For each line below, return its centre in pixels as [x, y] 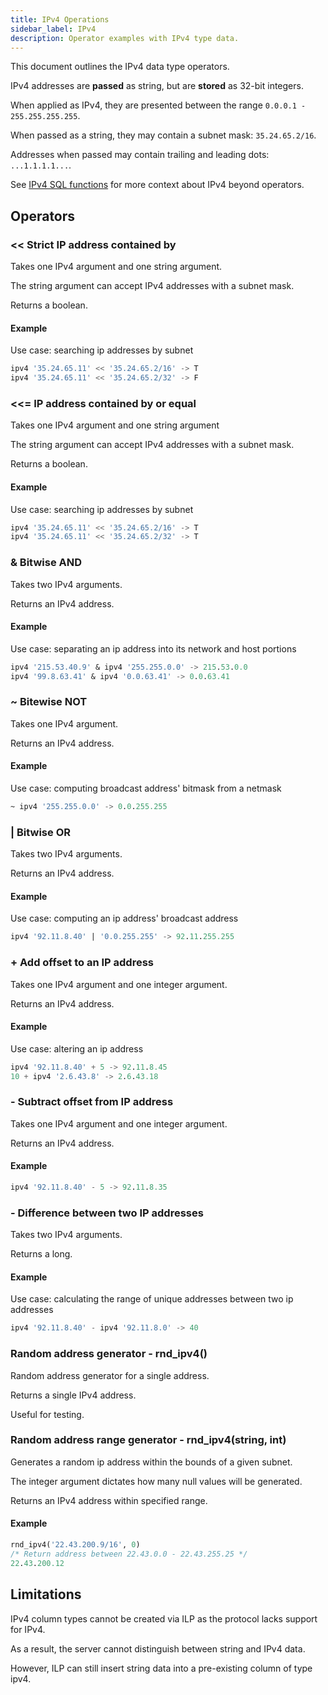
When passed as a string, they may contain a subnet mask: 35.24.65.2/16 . [163, 135]
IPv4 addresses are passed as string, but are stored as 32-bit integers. [157, 86]
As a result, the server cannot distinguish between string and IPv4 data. [158, 1648]
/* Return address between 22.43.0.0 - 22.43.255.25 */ [129, 1554]
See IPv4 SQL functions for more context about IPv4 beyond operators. [157, 185]
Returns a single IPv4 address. [73, 1395]
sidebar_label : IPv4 [53, 29]
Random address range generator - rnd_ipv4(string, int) [148, 1440]
